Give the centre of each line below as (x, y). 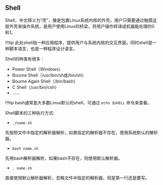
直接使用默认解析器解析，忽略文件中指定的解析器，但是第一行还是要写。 (77, 178)
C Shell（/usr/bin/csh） (35, 87)
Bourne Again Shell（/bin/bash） (45, 81)
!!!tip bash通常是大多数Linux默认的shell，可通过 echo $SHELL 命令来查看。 (78, 102)
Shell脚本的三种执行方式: (30, 113)
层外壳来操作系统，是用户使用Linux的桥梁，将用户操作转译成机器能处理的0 (80, 26)
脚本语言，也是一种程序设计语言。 (43, 48)
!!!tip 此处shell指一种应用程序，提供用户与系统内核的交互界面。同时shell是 (79, 43)
